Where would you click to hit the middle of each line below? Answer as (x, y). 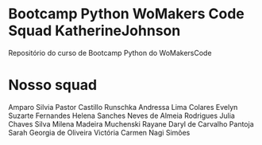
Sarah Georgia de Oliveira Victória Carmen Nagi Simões (99, 132)
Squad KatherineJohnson (94, 31)
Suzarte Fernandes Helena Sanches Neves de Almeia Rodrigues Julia (122, 116)
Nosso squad (53, 85)
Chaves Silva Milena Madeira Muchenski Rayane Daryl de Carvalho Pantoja (131, 123)
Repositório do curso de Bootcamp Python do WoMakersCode (110, 53)
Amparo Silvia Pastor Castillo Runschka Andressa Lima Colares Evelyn (123, 107)
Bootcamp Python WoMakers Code (126, 14)
